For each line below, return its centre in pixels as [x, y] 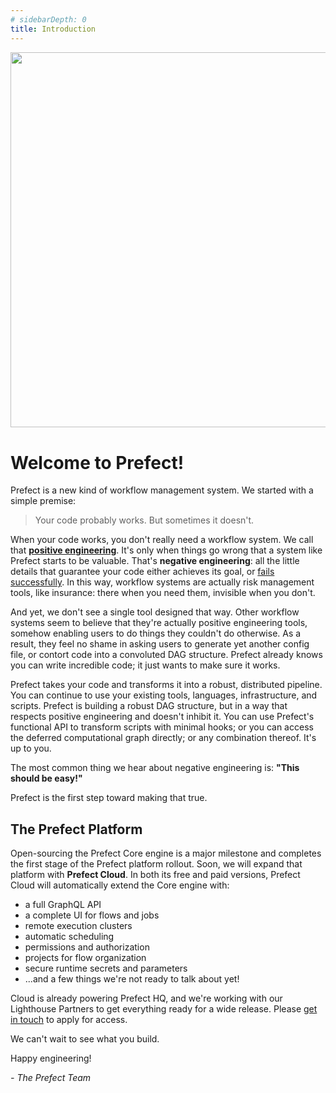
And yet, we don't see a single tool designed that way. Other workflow [155, 612]
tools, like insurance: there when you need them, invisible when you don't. [163, 593]
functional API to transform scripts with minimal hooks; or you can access [162, 727]
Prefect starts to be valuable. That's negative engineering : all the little [155, 561]
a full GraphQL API [63, 905]
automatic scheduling [69, 937]
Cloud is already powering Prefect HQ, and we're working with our [146, 998]
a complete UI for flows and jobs [92, 915]
